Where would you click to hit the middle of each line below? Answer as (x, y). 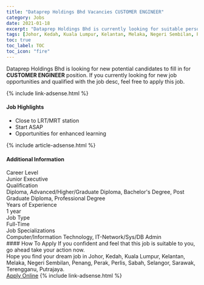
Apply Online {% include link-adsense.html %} (64, 276)
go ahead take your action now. (46, 250)
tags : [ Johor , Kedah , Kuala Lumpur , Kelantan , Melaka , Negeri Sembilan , (100, 35)
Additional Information (36, 159)
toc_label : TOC (25, 46)
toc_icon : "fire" (28, 52)
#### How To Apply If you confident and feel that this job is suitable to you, (101, 244)
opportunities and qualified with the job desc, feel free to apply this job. (96, 81)
